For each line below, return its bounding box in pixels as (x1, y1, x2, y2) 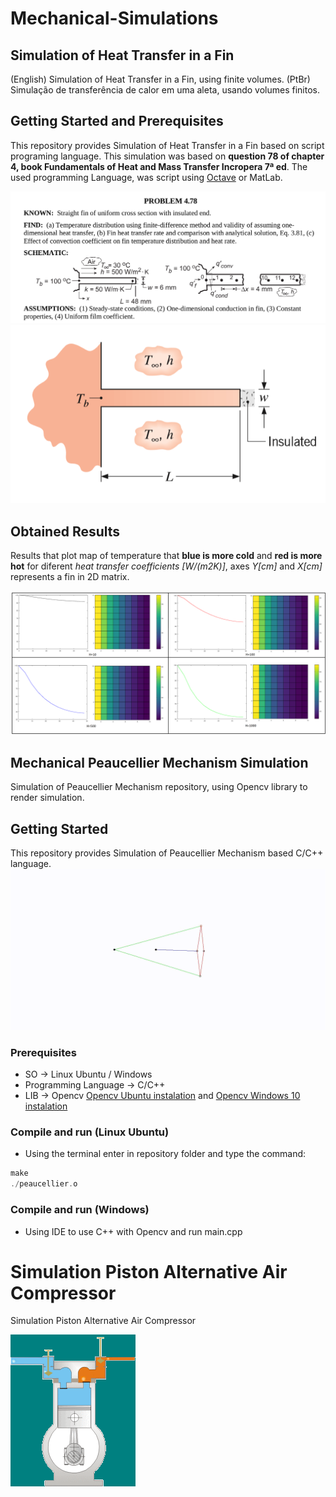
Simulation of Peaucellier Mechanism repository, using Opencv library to (10, 781, 308, 793)
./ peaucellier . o (10, 1179, 78, 1189)
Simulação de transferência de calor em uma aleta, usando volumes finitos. (10, 84, 321, 96)
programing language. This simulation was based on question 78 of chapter (10, 150, 325, 162)
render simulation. (10, 792, 85, 804)
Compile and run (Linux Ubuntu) (10, 1125, 170, 1139)
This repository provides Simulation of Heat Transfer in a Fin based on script (10, 139, 325, 151)
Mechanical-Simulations (10, 7, 219, 30)
